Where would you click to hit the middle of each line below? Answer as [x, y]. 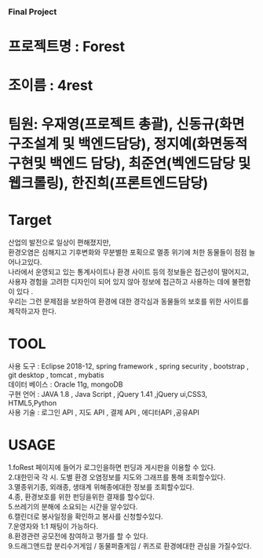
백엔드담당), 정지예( [138, 144]
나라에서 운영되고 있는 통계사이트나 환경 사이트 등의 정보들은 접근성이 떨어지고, [129, 272]
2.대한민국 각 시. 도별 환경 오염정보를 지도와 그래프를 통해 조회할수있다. [117, 477]
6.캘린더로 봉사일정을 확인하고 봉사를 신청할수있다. [86, 516]
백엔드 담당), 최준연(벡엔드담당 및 [150, 164]
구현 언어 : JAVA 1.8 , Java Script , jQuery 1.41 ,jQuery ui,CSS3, [108, 395]
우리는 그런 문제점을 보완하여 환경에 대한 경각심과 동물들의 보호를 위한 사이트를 [129, 302]
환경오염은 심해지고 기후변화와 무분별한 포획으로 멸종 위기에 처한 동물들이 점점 [128, 252]
